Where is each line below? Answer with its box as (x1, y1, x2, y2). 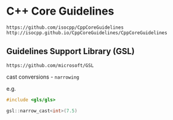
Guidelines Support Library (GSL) (6, 46, 135, 57)
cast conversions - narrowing (6, 73, 79, 80)
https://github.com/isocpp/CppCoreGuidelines (6, 24, 124, 30)
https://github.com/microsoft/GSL (6, 62, 94, 68)
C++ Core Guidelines (6, 4, 115, 18)
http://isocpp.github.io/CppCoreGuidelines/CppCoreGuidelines (6, 29, 168, 36)
